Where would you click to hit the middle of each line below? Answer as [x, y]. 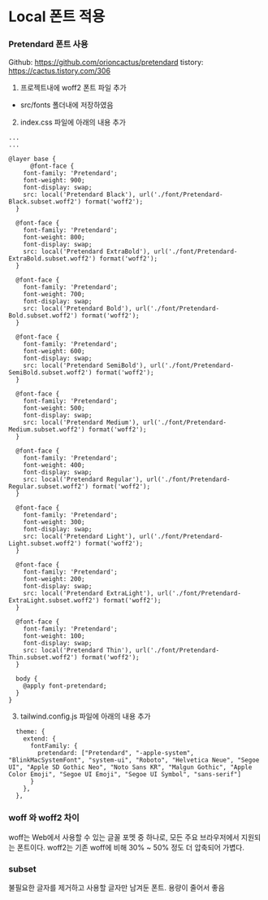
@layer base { [32, 159]
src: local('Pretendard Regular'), [83, 480]
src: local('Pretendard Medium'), [81, 423]
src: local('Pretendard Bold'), [78, 309]
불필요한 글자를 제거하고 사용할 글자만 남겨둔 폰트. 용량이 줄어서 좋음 [117, 888]
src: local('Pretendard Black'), [80, 195]
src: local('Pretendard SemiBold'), [85, 366]
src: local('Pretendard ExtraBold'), [87, 252]
